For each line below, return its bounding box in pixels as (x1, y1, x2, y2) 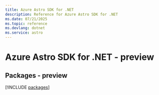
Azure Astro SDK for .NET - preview (5, 51, 155, 63)
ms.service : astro (5, 30, 43, 35)
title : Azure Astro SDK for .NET (5, 7, 74, 12)
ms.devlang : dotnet (5, 26, 45, 31)
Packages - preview (5, 71, 68, 80)
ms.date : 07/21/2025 (5, 16, 48, 21)
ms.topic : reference (5, 21, 48, 26)
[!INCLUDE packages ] (5, 85, 50, 90)
